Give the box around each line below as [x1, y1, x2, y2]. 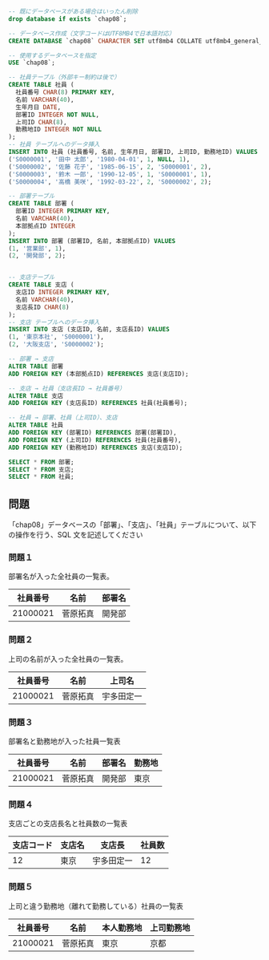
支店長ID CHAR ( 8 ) [15, 303, 70, 311]
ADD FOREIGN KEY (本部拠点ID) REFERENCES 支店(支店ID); [8, 370, 190, 378]
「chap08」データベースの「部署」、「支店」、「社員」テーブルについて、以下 [8, 520, 257, 529]
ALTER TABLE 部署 [8, 362, 64, 371]
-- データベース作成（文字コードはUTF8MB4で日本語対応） [8, 29, 175, 38]
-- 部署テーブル [8, 192, 55, 201]
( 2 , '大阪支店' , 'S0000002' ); [8, 341, 104, 349]
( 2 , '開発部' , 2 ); [8, 252, 66, 260]
